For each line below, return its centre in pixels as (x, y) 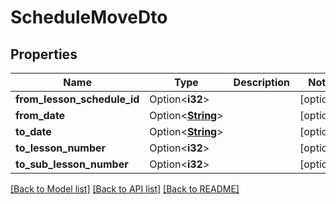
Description (262, 82)
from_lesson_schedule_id (77, 99)
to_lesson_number (61, 148)
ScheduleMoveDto (89, 17)
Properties (44, 54)
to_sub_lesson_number (72, 164)
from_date (40, 115)
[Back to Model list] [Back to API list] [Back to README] (125, 189)
